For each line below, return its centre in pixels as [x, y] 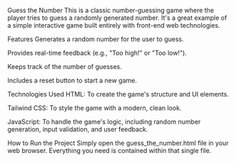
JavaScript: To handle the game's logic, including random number [104, 121]
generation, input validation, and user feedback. [78, 129]
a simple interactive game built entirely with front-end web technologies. [114, 25]
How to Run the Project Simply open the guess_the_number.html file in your [118, 143]
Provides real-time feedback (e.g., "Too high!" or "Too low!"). [97, 53]
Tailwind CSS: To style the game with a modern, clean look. [94, 108]
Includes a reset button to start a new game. [72, 80]
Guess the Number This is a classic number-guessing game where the [111, 10]
